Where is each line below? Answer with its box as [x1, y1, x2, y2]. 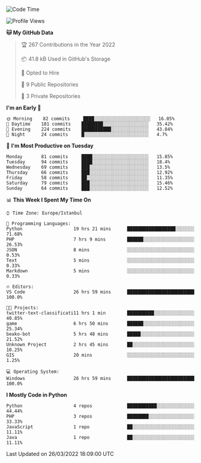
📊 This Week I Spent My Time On [6, 196, 91, 203]
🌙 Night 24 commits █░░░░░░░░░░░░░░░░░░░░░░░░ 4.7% [6, 132, 168, 138]
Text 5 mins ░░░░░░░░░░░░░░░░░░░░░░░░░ [6, 257, 195, 263]
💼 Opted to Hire [20, 69, 60, 76]
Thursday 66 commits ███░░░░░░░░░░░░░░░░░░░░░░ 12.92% [6, 170, 173, 176]
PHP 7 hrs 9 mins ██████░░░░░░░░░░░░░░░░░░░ [6, 236, 195, 242]
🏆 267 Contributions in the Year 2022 [20, 41, 116, 48]
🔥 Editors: [6, 284, 34, 290]
